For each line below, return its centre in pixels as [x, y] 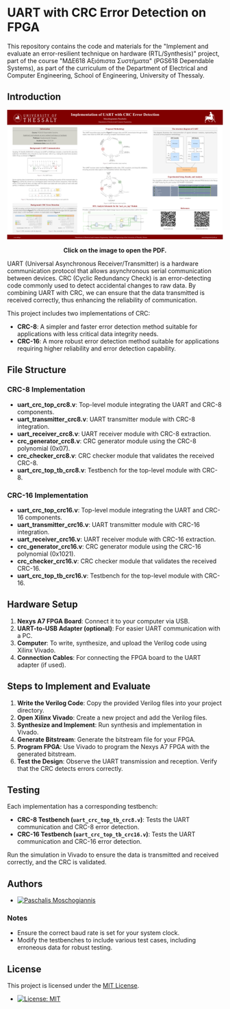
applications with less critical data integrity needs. [88, 333]
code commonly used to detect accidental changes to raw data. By [102, 285]
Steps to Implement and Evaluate [79, 686]
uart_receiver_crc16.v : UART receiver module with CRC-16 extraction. [116, 539]
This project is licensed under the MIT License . [73, 986]
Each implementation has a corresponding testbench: [82, 807]
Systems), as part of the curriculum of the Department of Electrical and [107, 68]
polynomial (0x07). [43, 448]
